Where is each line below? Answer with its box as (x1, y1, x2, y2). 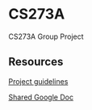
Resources (8, 55, 64, 69)
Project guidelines (8, 76, 69, 86)
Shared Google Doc (8, 92, 74, 102)
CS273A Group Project (8, 32, 84, 41)
